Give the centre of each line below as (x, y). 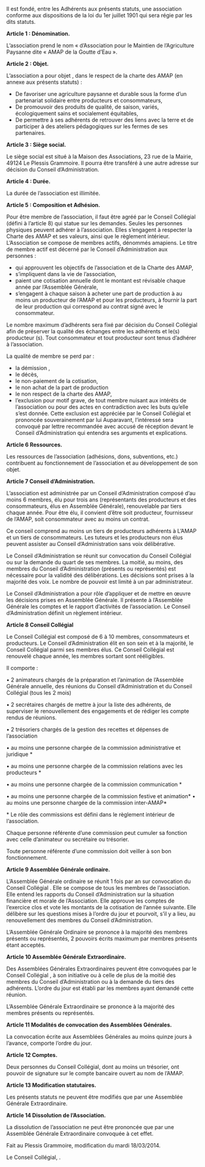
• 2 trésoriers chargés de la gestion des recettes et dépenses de (88, 729)
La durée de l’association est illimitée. (53, 193)
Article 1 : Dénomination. (38, 34)
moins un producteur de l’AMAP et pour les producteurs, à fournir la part (106, 300)
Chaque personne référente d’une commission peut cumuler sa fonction (97, 833)
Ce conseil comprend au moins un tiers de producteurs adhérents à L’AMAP (102, 531)
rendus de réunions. (31, 718)
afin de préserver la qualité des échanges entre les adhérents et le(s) (93, 331)
